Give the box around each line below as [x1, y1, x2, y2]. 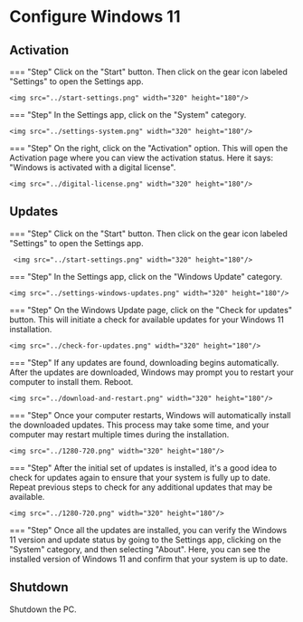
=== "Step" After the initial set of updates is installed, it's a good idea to [9, 462, 278, 473]
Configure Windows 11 [9, 6, 181, 27]
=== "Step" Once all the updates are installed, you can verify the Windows [9, 524, 288, 535]
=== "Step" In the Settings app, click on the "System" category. [9, 110, 247, 120]
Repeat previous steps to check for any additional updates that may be [9, 482, 273, 493]
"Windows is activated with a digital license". [9, 162, 176, 173]
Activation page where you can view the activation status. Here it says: [9, 152, 274, 163]
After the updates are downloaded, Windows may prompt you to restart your [9, 367, 294, 378]
